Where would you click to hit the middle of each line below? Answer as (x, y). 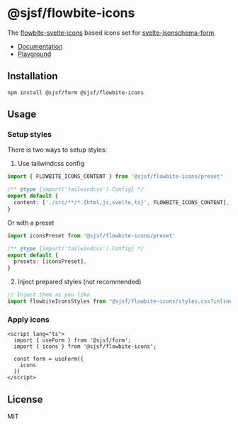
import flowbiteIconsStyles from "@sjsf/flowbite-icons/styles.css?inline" (121, 302)
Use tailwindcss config (51, 164)
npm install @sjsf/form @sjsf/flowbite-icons (75, 93)
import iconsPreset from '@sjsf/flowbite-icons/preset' (91, 235)
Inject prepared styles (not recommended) (79, 282)
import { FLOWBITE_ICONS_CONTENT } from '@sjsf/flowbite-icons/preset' (115, 176)
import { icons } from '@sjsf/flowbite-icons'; (85, 347)
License (25, 399)
